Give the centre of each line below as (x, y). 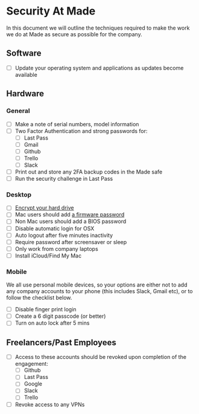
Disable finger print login (46, 309)
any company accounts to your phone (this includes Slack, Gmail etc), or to (99, 291)
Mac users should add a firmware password (70, 215)
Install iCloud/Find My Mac (48, 256)
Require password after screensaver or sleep (71, 242)
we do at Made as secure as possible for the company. (74, 34)
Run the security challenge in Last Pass (64, 179)
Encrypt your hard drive (44, 208)
